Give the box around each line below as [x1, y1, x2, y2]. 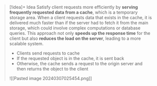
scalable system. [9, 41, 44, 46]
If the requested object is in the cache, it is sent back [16, 56, 125, 61]
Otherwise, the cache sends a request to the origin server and [16, 61, 143, 66]
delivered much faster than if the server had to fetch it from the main [9, 20, 149, 26]
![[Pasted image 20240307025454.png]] [9, 76, 92, 81]
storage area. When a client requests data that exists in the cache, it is [9, 15, 152, 20]
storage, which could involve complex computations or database [9, 25, 141, 31]
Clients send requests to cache [16, 50, 80, 56]
